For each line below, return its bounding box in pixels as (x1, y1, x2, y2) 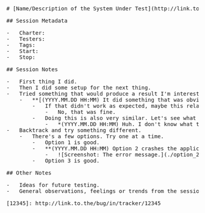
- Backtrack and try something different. (6, 127, 142, 133)
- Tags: (6, 42, 35, 48)
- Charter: (6, 30, 46, 36)
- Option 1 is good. (32, 139, 100, 145)
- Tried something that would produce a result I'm (6, 91, 171, 97)
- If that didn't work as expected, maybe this (32, 103, 184, 109)
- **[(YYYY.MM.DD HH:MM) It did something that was (19, 97, 184, 103)
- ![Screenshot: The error (45, 152, 132, 158)
